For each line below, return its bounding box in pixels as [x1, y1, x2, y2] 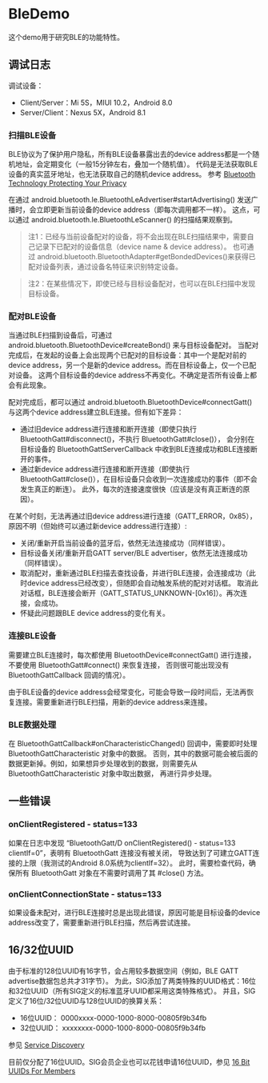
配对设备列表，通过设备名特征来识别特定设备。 [27, 262, 182, 272]
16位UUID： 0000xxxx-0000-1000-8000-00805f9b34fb [19, 1013, 207, 1022]
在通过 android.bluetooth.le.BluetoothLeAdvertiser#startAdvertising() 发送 [8, 195, 252, 205]
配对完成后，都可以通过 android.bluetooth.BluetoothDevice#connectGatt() [8, 398, 253, 407]
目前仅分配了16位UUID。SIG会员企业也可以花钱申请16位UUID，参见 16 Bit [8, 1057, 250, 1066]
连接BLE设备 [8, 630, 57, 641]
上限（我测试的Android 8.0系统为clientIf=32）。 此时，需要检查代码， [22, 857, 250, 868]
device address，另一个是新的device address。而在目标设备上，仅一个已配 [8, 361, 257, 370]
